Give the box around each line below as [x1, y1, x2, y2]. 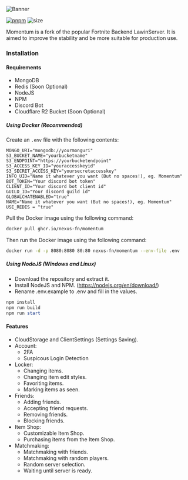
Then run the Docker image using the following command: [6, 236, 147, 243]
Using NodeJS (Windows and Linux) [6, 260, 96, 267]
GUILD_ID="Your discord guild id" [6, 189, 91, 195]
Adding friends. [23, 398, 61, 405]
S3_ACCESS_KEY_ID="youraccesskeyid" [6, 163, 96, 169]
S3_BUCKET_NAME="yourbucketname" [6, 153, 88, 159]
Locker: [14, 361, 33, 368]
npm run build [6, 304, 41, 311]
